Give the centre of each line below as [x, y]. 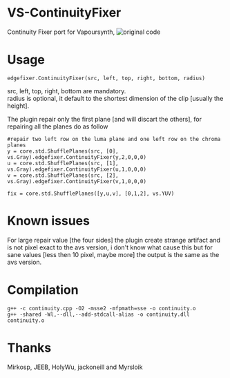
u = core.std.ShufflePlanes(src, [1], [63, 163]
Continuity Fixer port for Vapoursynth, [61, 32]
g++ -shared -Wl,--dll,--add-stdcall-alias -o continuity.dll [98, 314]
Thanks [29, 348]
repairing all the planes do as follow [58, 126]
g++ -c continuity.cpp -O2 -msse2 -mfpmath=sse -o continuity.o [102, 308]
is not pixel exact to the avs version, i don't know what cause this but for [110, 247]
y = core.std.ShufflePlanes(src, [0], [63, 151]
